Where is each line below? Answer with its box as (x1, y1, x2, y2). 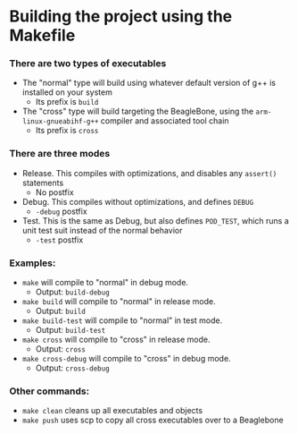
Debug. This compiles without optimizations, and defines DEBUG (21, 196, 254, 207)
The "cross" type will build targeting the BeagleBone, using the (21, 106, 254, 117)
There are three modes (9, 148, 111, 160)
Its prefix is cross (35, 125, 99, 136)
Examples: (9, 257, 56, 269)
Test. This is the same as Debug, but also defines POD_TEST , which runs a (21, 215, 290, 226)
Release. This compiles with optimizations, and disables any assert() (21, 167, 277, 178)
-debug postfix (35, 206, 87, 217)
